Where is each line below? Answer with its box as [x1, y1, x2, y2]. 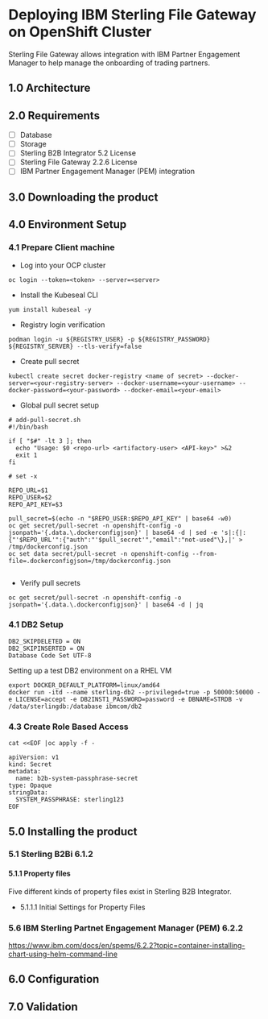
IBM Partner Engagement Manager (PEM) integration [19, 167, 196, 176]
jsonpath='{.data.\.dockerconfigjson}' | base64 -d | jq [8, 600, 204, 609]
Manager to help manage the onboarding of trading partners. [8, 58, 211, 68]
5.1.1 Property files [8, 868, 71, 879]
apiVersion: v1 [8, 753, 60, 762]
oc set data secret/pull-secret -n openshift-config [8, 549, 189, 557]
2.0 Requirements [8, 109, 101, 122]
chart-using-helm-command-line [8, 949, 118, 959]
